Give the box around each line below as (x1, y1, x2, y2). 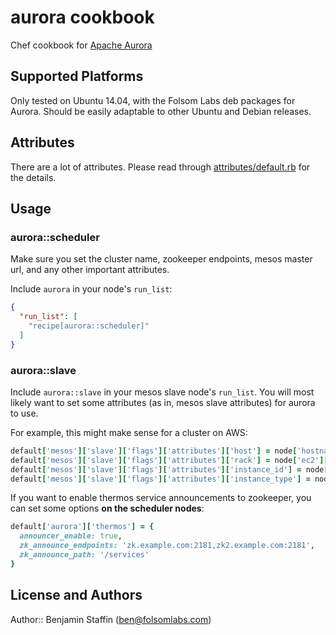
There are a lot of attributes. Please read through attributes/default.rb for (10, 161, 311, 173)
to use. (10, 407, 39, 419)
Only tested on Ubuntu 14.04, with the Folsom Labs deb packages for (10, 94, 296, 106)
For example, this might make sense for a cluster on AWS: (10, 426, 248, 438)
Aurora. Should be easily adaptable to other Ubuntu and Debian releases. (10, 105, 312, 117)
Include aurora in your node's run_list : (10, 283, 173, 295)
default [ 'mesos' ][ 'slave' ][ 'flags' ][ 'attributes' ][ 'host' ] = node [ (10, 446, 298, 456)
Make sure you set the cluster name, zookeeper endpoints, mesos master (10, 253, 313, 265)
